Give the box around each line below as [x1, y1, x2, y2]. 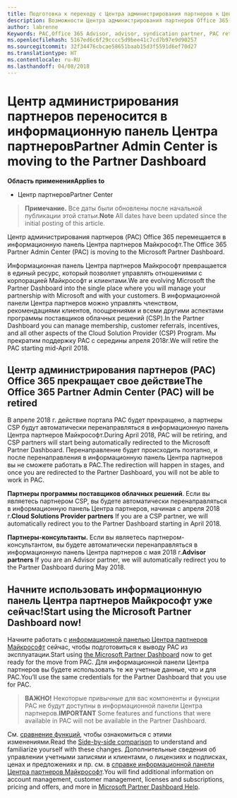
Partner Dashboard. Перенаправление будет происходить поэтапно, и [7, 446, 218, 454]
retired [7, 397, 37, 409]
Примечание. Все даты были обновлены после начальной [24, 204, 202, 212]
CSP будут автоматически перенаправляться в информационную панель [7, 423, 229, 432]
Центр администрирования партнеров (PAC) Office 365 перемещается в [7, 232, 226, 241]
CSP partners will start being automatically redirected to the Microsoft [7, 438, 210, 447]
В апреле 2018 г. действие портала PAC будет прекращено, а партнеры [7, 416, 223, 424]
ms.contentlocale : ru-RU [7, 56, 80, 64]
